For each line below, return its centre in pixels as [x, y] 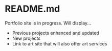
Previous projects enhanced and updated [55, 33]
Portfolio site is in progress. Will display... [48, 23]
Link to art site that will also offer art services [60, 43]
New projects [26, 38]
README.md [32, 9]
